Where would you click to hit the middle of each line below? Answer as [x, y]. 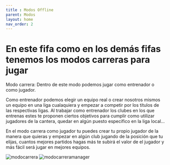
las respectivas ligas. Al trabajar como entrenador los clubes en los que [80, 111]
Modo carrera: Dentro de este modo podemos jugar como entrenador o [80, 85]
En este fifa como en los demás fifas [83, 49]
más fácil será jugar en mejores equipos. [48, 147]
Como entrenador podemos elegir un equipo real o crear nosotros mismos [83, 100]
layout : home [19, 19]
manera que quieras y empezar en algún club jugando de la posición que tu [84, 137]
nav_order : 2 [19, 24]
